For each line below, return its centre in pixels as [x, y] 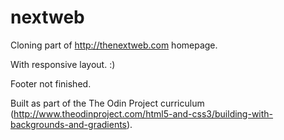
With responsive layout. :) [63, 64]
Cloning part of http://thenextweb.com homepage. [114, 45]
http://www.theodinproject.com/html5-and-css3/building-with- [143, 113]
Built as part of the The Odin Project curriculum [107, 103]
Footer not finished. [51, 83]
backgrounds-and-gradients [68, 124]
